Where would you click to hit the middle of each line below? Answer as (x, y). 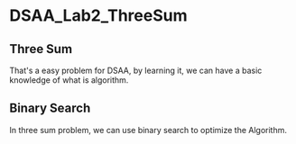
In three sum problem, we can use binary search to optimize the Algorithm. (148, 130)
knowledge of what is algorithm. (69, 80)
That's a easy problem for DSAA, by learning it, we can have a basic (136, 70)
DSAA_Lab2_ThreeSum (98, 16)
